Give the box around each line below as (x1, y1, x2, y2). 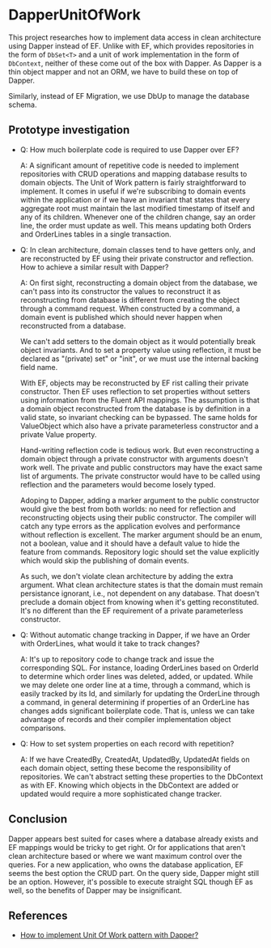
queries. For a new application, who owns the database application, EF (8, 860, 244, 869)
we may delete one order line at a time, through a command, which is (19, 680, 251, 690)
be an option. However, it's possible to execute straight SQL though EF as (8, 877, 253, 886)
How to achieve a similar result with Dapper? (19, 261, 169, 272)
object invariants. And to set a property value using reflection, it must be (19, 345, 261, 355)
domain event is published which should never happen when (19, 312, 222, 321)
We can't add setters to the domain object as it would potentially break (19, 336, 256, 346)
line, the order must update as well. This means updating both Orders (19, 220, 252, 230)
